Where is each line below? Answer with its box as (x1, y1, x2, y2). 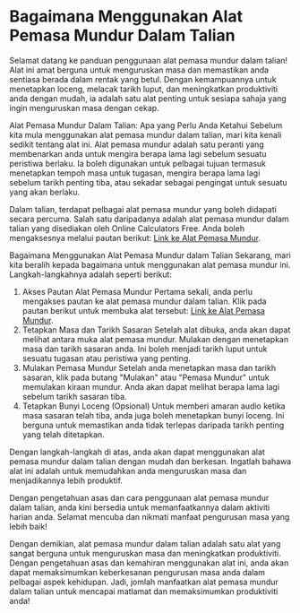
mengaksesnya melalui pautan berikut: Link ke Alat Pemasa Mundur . (9, 232, 261, 243)
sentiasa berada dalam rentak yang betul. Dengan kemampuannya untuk (9, 73, 277, 84)
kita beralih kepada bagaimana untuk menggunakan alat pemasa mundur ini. (9, 259, 291, 270)
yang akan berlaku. (9, 186, 81, 197)
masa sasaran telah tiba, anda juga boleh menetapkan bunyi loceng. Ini (21, 410, 285, 420)
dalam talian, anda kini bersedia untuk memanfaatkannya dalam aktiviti (9, 502, 270, 513)
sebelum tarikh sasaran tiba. (21, 391, 127, 401)
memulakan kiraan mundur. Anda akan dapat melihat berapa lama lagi (21, 381, 280, 392)
